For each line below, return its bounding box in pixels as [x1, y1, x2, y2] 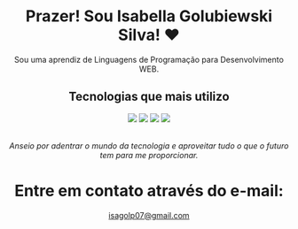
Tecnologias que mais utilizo [68, 89, 230, 104]
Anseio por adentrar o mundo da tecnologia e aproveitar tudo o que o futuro [9, 140, 289, 151]
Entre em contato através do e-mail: [14, 180, 284, 201]
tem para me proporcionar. [99, 149, 199, 160]
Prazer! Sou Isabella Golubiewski [25, 6, 273, 27]
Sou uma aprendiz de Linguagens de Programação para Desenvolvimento [14, 54, 284, 65]
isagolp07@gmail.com [108, 210, 190, 220]
